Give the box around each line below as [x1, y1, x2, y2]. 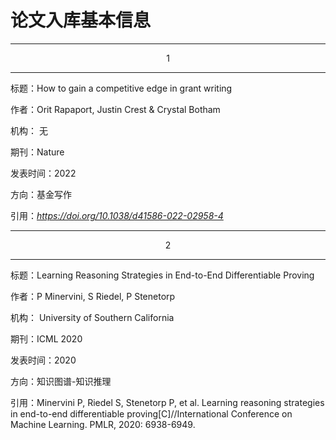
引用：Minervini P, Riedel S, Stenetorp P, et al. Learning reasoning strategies [10, 396, 325, 408]
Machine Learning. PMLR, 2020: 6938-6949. [10, 418, 196, 430]
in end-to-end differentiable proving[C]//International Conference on [10, 407, 293, 420]
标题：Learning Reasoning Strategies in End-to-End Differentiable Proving [10, 269, 315, 281]
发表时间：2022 [10, 167, 77, 179]
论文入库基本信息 [10, 9, 152, 32]
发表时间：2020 [10, 354, 77, 366]
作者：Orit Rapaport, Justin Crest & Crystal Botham [10, 103, 221, 115]
